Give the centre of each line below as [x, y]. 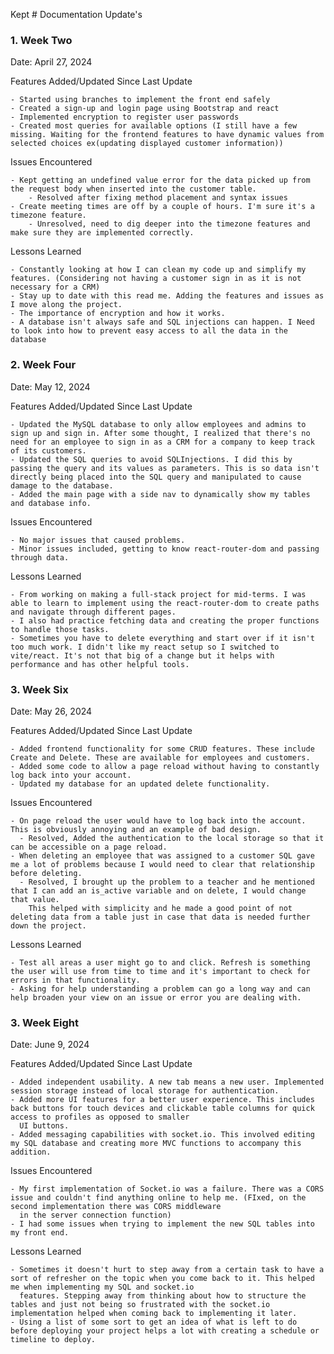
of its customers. [48, 450]
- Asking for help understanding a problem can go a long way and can [160, 989]
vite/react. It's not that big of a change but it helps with [142, 655]
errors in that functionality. [75, 980]
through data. [40, 557]
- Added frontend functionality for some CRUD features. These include [162, 749]
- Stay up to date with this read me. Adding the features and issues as [167, 296]
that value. [35, 899]
